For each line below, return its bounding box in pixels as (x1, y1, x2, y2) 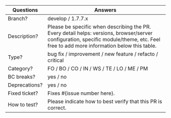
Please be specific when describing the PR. (47, 23, 151, 30)
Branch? (8, 15, 28, 22)
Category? (8, 65, 33, 72)
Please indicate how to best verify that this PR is (47, 98, 162, 105)
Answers (94, 7, 117, 13)
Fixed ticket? (8, 90, 38, 97)
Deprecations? (8, 82, 43, 88)
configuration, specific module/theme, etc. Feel (47, 36, 160, 43)
